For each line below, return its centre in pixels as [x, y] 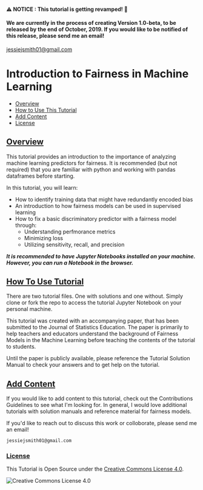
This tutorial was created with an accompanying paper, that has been [93, 321]
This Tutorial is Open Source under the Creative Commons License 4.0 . [95, 469]
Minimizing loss [44, 238]
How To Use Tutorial [45, 282]
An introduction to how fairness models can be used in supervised [98, 206]
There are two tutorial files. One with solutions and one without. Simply [95, 296]
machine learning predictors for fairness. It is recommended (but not [92, 163]
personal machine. [29, 309]
